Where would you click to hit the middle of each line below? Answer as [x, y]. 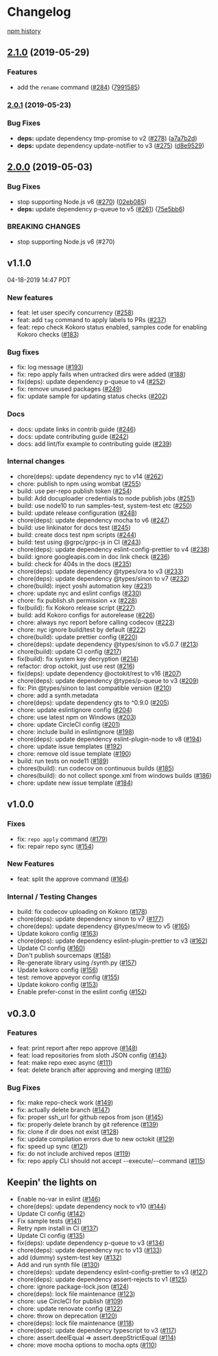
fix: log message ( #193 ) [50, 367]
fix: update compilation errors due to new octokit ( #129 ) [96, 1139]
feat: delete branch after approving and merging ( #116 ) [94, 1070]
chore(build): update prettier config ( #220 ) [77, 636]
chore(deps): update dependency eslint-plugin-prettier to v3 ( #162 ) [112, 941]
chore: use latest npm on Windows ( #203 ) [76, 717]
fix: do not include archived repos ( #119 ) [74, 1153]
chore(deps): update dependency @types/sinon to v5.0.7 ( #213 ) [108, 644]
